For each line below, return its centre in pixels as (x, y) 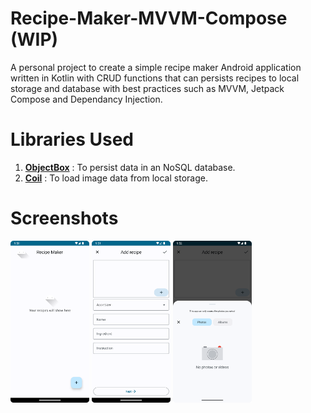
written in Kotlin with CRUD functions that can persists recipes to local (155, 78)
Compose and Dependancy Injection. (86, 99)
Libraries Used (72, 139)
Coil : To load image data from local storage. (116, 178)
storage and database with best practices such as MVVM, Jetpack (147, 88)
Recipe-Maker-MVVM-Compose (149, 18)
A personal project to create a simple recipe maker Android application (156, 67)
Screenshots (64, 218)
